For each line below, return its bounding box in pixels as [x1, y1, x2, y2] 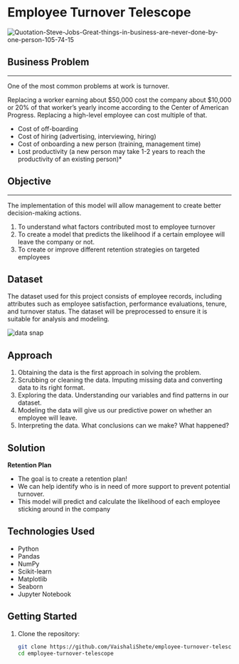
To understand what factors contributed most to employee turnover [17, 222, 216, 231]
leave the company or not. [17, 237, 95, 246]
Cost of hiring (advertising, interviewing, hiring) [17, 132, 156, 140]
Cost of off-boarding [17, 124, 78, 133]
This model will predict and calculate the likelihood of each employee [17, 497, 221, 506]
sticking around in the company [17, 505, 111, 513]
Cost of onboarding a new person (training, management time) [17, 140, 201, 148]
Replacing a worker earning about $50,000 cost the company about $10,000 [7, 95, 232, 104]
